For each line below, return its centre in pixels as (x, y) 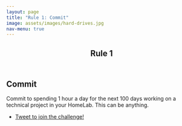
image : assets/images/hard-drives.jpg (55, 23)
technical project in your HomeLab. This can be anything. (78, 105)
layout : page (23, 12)
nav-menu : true (25, 29)
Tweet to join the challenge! (50, 117)
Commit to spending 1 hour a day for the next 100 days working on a (91, 99)
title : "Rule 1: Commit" (37, 18)
